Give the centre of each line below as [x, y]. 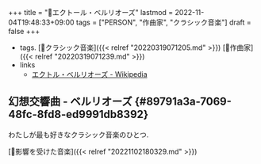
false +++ [24, 31]
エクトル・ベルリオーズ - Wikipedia [90, 74]
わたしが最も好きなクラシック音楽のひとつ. [79, 135]
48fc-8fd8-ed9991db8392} [79, 114]
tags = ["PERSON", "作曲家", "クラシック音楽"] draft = [163, 22]
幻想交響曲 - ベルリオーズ [70, 102]
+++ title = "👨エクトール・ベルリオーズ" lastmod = [91, 12]
